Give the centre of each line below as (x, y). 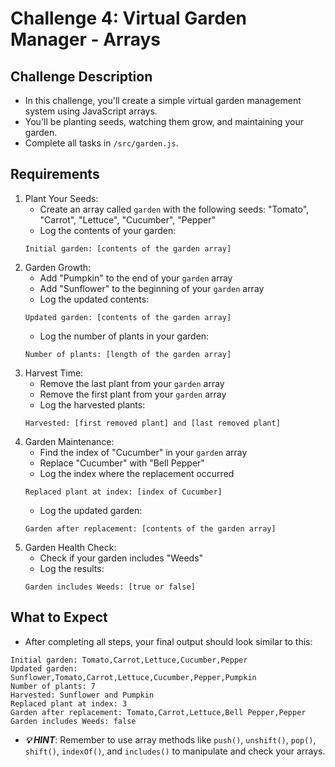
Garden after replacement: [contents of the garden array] (150, 528)
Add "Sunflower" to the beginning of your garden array (152, 288)
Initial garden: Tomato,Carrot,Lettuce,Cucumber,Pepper (129, 660)
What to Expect (59, 617)
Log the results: (72, 568)
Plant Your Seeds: (61, 198)
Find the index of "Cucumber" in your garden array (143, 452)
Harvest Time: (54, 373)
